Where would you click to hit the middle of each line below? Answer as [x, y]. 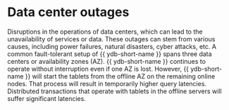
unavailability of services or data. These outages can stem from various [111, 39]
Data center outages [68, 12]
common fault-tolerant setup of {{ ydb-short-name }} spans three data [110, 54]
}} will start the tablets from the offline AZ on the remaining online [120, 76]
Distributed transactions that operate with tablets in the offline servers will [114, 91]
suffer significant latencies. [47, 98]
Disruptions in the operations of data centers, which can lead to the [105, 32]
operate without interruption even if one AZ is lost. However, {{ [98, 69]
